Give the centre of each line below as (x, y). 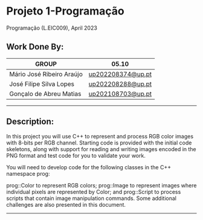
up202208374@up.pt (120, 74)
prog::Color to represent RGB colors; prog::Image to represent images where (101, 185)
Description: (30, 122)
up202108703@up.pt (120, 94)
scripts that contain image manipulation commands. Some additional (92, 198)
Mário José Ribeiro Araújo (46, 74)
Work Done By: (35, 47)
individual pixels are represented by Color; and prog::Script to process (94, 192)
